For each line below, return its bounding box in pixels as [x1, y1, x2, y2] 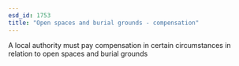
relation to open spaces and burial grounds [8, 49, 148, 58]
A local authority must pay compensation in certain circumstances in [8, 40, 231, 49]
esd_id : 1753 [8, 11, 51, 20]
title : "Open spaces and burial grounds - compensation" [8, 19, 200, 27]
